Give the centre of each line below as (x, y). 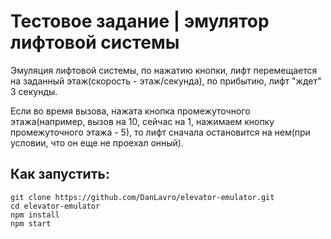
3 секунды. (34, 91)
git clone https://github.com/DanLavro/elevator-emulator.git (142, 197)
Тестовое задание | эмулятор (140, 21)
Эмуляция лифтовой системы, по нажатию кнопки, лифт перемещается (164, 70)
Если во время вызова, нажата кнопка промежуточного (130, 111)
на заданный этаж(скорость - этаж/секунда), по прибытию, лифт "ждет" (166, 81)
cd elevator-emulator (55, 206)
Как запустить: (60, 174)
